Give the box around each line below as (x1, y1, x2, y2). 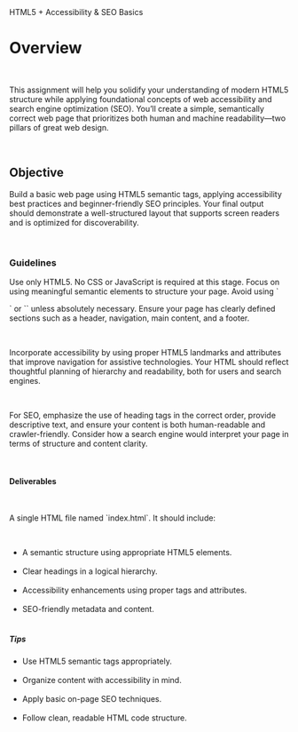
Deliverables (9, 475, 57, 486)
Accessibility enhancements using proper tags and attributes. (21, 585, 247, 596)
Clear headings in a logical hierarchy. (21, 566, 158, 577)
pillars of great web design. (9, 122, 109, 132)
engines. (9, 376, 42, 386)
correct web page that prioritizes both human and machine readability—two (9, 113, 286, 123)
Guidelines (9, 256, 57, 268)
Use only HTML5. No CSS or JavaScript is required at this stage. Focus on (9, 277, 280, 288)
